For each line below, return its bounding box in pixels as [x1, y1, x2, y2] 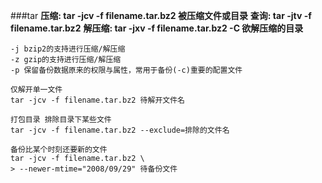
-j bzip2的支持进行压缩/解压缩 [10, 44, 126, 54]
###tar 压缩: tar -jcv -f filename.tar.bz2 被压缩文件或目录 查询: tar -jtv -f [10, 10, 312, 21]
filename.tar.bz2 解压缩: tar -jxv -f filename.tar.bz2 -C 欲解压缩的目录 [10, 22, 304, 34]
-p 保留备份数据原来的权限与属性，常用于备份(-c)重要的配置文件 [10, 65, 243, 75]
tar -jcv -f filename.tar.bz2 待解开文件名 [10, 95, 185, 105]
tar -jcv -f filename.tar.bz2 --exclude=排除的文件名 [10, 125, 230, 135]
